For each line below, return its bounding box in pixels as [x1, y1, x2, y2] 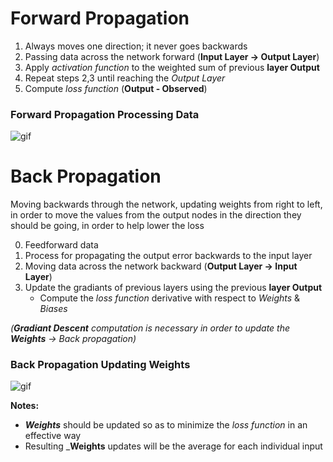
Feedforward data [24, 239, 99, 251]
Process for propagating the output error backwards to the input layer [24, 250, 313, 262]
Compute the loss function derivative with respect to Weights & [39, 292, 301, 304]
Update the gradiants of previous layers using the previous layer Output [24, 282, 323, 294]
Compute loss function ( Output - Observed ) [24, 82, 208, 94]
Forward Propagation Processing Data [10, 107, 200, 121]
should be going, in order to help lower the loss [10, 220, 205, 232]
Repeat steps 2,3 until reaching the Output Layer [24, 72, 226, 84]
